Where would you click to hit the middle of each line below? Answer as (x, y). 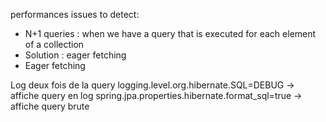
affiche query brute (50, 106)
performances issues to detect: (75, 14)
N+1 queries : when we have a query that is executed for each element (170, 33)
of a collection (54, 44)
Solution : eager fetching (75, 55)
